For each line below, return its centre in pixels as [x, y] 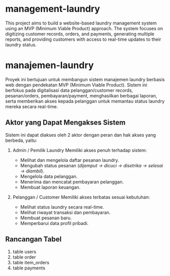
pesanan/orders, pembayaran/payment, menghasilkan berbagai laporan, [81, 95]
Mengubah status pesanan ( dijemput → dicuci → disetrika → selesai [92, 165]
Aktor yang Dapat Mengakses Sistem [65, 123]
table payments [29, 268]
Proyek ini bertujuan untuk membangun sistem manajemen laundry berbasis [85, 79]
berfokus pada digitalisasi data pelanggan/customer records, [69, 90]
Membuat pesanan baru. [46, 218]
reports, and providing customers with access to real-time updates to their [83, 39]
